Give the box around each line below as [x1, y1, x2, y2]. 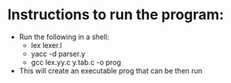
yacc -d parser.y [30, 49, 85, 58]
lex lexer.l [30, 40, 62, 49]
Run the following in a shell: [18, 32, 110, 41]
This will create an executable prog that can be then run [18, 65, 203, 75]
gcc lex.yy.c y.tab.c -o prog [30, 57, 121, 67]
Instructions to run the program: [7, 6, 225, 24]
